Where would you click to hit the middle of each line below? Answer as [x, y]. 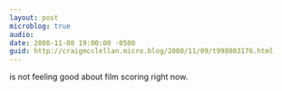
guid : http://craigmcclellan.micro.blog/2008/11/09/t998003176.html [141, 51]
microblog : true [40, 26]
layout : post [34, 18]
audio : [22, 34]
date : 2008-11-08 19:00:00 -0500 [73, 43]
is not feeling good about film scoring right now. [99, 77]
